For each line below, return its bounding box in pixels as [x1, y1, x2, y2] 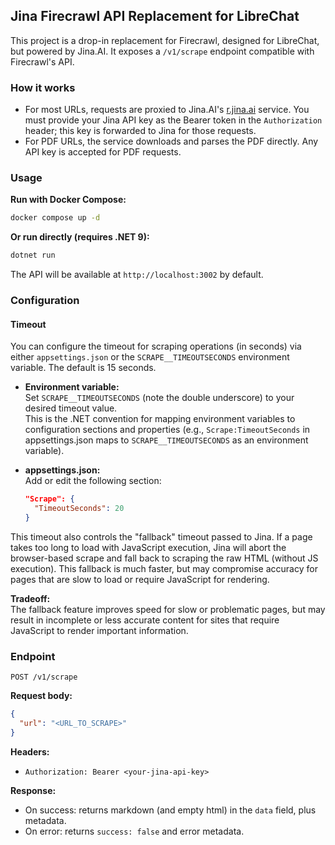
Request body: [10, 690, 73, 702]
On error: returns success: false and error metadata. [24, 825, 245, 837]
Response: [10, 784, 57, 796]
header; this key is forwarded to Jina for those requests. [24, 125, 257, 137]
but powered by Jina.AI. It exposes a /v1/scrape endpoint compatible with [10, 45, 315, 57]
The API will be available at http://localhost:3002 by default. [10, 269, 264, 281]
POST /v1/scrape [10, 672, 78, 683]
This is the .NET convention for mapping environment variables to [24, 413, 296, 425]
